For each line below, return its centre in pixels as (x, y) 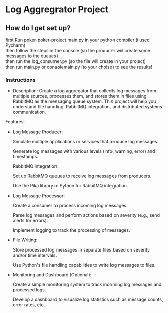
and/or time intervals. (35, 255)
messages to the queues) (32, 56)
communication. (29, 112)
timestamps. (25, 157)
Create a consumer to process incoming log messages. (70, 206)
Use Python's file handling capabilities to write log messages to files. (84, 265)
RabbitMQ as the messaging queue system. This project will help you (84, 101)
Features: (15, 122)
